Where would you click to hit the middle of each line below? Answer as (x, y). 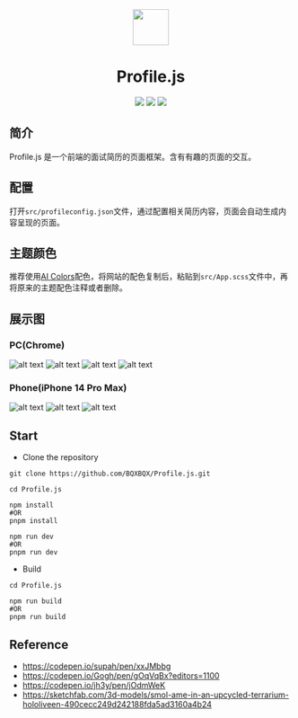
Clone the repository (60, 457)
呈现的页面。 (40, 222)
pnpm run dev (34, 553)
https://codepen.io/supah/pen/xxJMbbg (96, 666)
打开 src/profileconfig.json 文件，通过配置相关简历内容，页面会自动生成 (144, 211)
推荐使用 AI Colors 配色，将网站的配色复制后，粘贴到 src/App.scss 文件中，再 (149, 277)
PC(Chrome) (37, 345)
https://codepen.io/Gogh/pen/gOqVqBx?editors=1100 (121, 675)
